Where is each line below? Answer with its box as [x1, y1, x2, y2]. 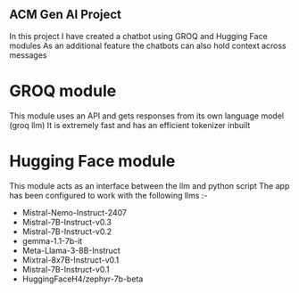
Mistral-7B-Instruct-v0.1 [21, 264, 110, 274]
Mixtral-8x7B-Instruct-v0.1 [21, 254, 120, 265]
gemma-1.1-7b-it [21, 235, 83, 246]
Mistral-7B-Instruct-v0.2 [21, 226, 112, 237]
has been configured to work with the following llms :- [9, 190, 208, 200]
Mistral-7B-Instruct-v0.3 [21, 216, 112, 227]
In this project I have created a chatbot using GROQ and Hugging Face [9, 30, 268, 41]
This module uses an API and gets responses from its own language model [9, 110, 284, 121]
